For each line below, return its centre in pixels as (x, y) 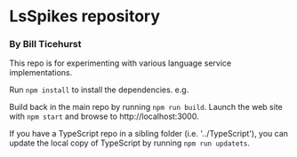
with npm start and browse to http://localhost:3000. (104, 116)
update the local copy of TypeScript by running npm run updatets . (130, 143)
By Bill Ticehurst (45, 44)
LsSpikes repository (85, 16)
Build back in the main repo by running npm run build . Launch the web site (146, 107)
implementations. (41, 73)
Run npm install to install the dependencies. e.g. (99, 90)
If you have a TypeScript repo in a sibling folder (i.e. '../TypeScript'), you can (149, 134)
